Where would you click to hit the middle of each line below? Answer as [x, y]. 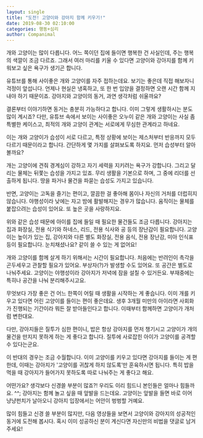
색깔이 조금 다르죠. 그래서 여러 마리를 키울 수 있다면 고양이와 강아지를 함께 [100, 60]
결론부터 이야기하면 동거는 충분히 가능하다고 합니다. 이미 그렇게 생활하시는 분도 [100, 109]
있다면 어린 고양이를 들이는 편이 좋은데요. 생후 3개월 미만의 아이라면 [98, 301]
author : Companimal [31, 35]
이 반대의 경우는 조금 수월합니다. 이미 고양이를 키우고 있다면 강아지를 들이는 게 [99, 358]
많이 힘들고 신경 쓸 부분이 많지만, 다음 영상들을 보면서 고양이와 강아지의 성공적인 [101, 414]
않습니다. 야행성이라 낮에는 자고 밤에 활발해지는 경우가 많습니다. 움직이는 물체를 [100, 201]
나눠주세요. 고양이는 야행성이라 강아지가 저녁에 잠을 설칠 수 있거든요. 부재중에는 [100, 273]
